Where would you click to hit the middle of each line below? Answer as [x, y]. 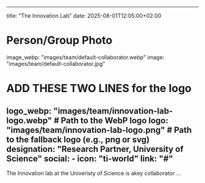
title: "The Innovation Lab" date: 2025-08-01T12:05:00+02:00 [84, 16]
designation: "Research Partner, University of [95, 149]
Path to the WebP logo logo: [115, 120]
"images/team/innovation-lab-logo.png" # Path [99, 130]
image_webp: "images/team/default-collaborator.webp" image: [85, 57]
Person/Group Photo [59, 41]
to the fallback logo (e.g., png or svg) [78, 139]
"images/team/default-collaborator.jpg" [56, 63]
